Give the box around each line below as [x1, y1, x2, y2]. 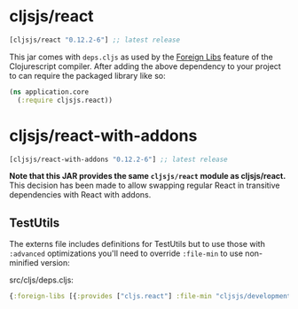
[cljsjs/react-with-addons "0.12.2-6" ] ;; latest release [9, 155, 228, 164]
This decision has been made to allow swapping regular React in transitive [9, 180, 280, 191]
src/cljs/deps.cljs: [9, 274, 74, 285]
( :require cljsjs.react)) [17, 96, 114, 104]
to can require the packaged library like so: [9, 70, 166, 81]
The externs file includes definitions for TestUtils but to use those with [9, 239, 266, 250]
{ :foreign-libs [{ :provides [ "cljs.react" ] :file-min [9, 292, 213, 301]
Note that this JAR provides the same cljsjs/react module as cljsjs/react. [9, 171, 286, 182]
